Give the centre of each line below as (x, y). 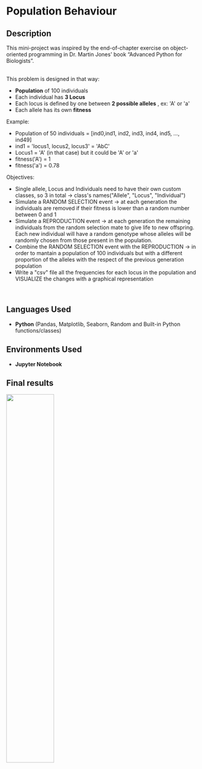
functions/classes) (38, 330)
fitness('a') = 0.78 (37, 165)
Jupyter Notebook (38, 364)
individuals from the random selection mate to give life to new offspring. (105, 227)
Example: (18, 122)
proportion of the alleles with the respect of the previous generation (99, 259)
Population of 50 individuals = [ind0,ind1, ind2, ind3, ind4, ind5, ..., (97, 133)
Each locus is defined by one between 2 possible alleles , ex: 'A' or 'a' (103, 103)
